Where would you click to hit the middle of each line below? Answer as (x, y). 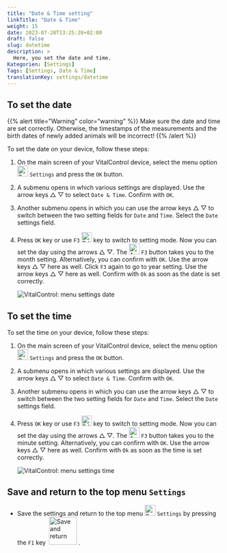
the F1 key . (49, 542)
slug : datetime (29, 45)
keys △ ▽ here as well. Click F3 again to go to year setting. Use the (112, 267)
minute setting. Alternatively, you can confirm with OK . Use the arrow (113, 443)
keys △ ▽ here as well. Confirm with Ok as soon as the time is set (109, 450)
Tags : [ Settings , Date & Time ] (52, 70)
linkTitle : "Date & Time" (44, 20)
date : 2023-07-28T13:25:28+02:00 (55, 33)
